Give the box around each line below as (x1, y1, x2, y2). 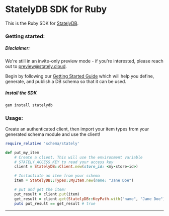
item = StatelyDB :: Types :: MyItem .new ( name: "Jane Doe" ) (14, 178, 134, 183)
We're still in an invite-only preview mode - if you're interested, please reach (5, 58, 163, 64)
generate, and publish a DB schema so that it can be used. (5, 78, 127, 84)
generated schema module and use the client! (5, 131, 101, 137)
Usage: (5, 114, 24, 121)
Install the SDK (5, 90, 37, 96)
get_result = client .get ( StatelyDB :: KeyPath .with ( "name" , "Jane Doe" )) (14, 196, 167, 201)
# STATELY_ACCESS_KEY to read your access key (14, 160, 114, 165)
